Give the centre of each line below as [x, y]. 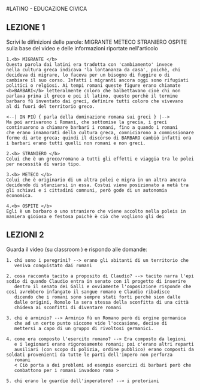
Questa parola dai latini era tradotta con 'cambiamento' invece [89, 64]
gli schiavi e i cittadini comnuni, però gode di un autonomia [87, 190]
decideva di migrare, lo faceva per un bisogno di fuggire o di [88, 75]
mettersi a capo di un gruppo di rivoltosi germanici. [84, 328]
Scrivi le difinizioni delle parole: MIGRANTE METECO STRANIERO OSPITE [97, 42]
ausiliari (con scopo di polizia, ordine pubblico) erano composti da [104, 349]
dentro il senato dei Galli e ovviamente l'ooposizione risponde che [103, 286]
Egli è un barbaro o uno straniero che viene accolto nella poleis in [96, 211]
